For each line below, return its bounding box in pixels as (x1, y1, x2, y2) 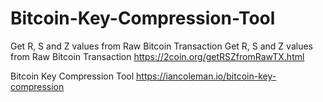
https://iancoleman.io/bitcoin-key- (136, 70, 277, 82)
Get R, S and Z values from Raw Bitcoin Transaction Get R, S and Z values (10, 40, 313, 52)
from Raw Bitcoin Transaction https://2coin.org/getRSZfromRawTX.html (10, 50, 305, 62)
